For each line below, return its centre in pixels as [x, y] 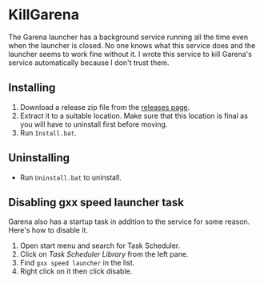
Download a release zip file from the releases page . [105, 107]
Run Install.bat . [48, 132]
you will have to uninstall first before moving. [94, 124]
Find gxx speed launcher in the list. [77, 263]
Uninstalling [39, 158]
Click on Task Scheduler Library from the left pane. [104, 254]
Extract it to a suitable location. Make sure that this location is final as [134, 116]
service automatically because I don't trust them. [89, 63]
